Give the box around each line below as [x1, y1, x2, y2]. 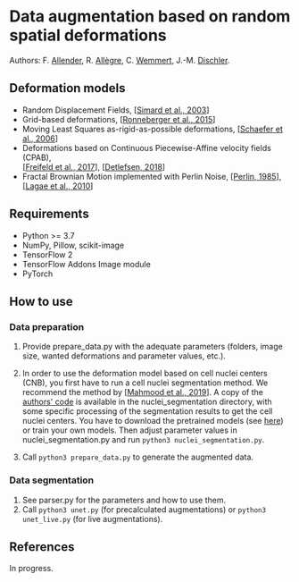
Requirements [9, 207, 89, 222]
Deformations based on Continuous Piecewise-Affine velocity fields [21, 142, 272, 153]
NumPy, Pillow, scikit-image [21, 240, 125, 250]
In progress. [9, 563, 54, 574]
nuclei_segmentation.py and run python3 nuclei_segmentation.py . [21, 434, 265, 445]
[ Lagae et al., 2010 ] [21, 181, 94, 191]
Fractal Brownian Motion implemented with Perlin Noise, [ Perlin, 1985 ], [21, 171, 282, 181]
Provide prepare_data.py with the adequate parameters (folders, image [21, 342, 283, 352]
